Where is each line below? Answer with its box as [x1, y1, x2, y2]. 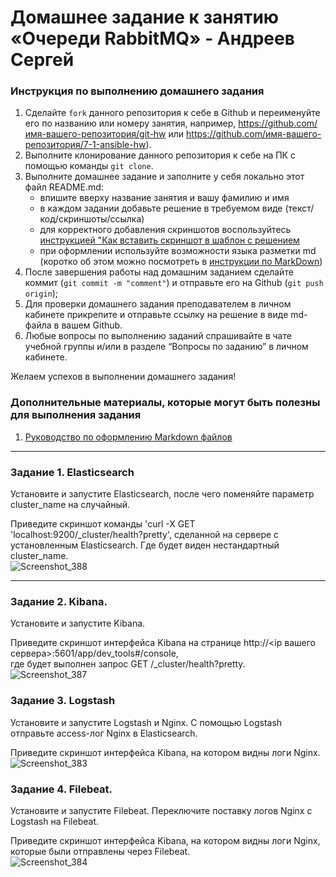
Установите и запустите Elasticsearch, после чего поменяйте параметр [10, 488, 315, 500]
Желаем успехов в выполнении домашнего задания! [10, 371, 237, 383]
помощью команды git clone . [24, 160, 154, 172]
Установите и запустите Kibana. [10, 617, 146, 630]
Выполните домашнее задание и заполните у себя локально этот [24, 171, 305, 183]
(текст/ [284, 202, 315, 215]
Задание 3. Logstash [10, 694, 116, 708]
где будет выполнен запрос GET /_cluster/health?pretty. [10, 658, 246, 670]
